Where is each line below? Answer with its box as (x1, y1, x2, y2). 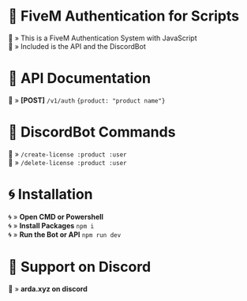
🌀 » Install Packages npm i (8, 220, 95, 230)
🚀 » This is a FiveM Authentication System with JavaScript (8, 33, 197, 43)
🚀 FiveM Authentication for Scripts (8, 7, 239, 25)
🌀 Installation (8, 186, 93, 203)
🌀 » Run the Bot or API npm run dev (8, 229, 122, 239)
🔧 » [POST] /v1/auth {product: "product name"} (8, 95, 166, 105)
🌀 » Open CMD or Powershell (8, 212, 104, 221)
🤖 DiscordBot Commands (8, 123, 176, 141)
